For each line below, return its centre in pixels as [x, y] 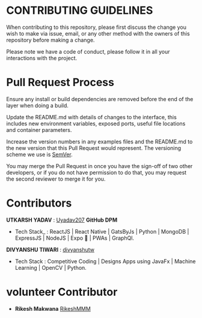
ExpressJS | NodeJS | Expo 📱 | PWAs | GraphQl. [74, 238]
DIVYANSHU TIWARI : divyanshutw [50, 249]
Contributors [39, 203]
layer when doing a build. [38, 105]
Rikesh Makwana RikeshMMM [53, 308]
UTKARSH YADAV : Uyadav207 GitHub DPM [62, 220]
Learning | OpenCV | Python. [51, 267]
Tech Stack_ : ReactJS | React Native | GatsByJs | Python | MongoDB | [102, 231]
